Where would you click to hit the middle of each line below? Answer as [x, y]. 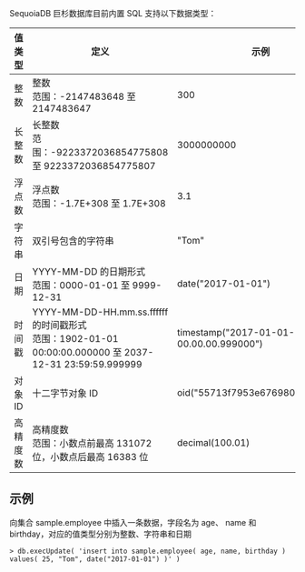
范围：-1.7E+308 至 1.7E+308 [99, 203]
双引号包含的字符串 [74, 241]
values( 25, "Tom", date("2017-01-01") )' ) [95, 559]
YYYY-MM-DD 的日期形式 [89, 271]
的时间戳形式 [60, 325]
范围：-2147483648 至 [84, 96]
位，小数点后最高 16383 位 [90, 457]
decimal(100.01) [213, 442]
